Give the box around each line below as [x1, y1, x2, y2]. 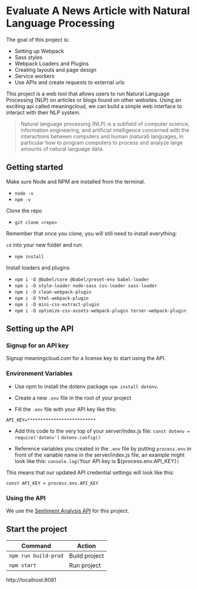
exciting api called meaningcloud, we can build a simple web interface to [6, 102, 182, 109]
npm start [9, 562, 36, 568]
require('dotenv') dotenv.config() [14, 434, 101, 441]
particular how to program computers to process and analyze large [20, 139, 183, 146]
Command [21, 541, 51, 550]
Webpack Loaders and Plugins [14, 60, 89, 67]
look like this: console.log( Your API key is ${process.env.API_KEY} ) [14, 457, 179, 464]
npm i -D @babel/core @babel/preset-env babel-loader [14, 277, 149, 282]
